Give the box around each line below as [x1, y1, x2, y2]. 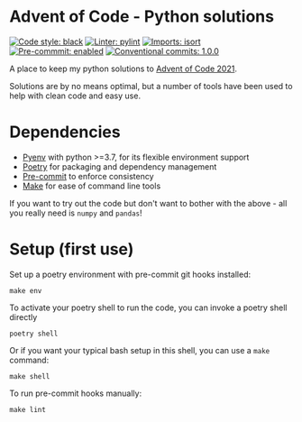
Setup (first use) [9, 239, 134, 260]
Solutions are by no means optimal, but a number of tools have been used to [9, 80, 293, 91]
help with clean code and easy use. [9, 90, 142, 101]
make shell [9, 372, 50, 381]
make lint [9, 405, 47, 414]
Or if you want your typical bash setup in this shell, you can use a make [9, 344, 270, 355]
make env [9, 286, 42, 295]
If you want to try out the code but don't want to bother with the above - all [9, 197, 288, 208]
